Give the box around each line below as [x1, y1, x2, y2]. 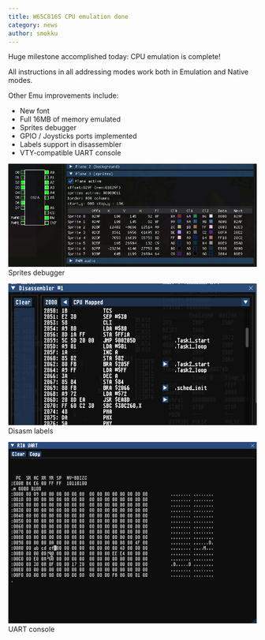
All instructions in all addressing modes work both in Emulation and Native [8, 67, 249, 77]
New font [19, 107, 50, 116]
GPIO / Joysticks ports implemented [19, 131, 137, 141]
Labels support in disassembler [19, 140, 122, 149]
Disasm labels [8, 426, 54, 436]
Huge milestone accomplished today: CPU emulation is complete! [8, 52, 221, 62]
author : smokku [8, 29, 58, 37]
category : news [8, 21, 58, 29]
